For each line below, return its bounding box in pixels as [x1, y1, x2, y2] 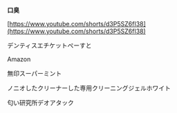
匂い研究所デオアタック [7, 99, 74, 107]
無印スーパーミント [7, 70, 62, 77]
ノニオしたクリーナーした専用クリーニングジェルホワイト [7, 84, 171, 92]
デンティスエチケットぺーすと [7, 41, 92, 50]
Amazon [7, 55, 31, 63]
